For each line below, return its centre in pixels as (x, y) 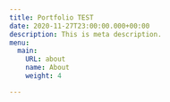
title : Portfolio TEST (51, 17)
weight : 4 (44, 76)
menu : (19, 42)
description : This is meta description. (86, 34)
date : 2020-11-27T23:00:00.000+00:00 (80, 26)
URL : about (46, 59)
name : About (47, 68)
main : (28, 51)
